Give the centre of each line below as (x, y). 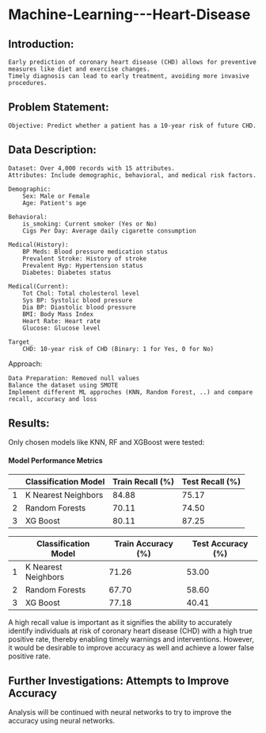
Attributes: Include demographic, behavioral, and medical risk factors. (133, 175)
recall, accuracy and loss (53, 399)
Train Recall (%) (143, 481)
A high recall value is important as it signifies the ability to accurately (120, 622)
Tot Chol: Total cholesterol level (81, 293)
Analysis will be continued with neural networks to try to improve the (120, 712)
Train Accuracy (144, 543)
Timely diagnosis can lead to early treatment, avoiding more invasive (129, 76)
